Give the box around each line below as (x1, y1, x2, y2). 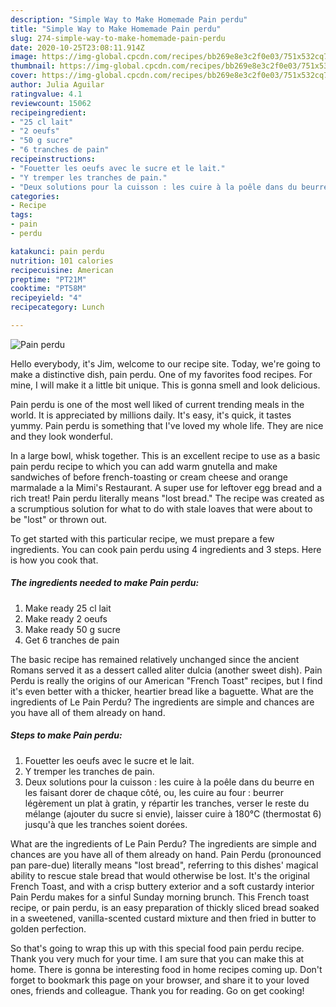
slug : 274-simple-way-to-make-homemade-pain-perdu (10, 33, 226, 43)
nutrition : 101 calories (10, 256, 114, 266)
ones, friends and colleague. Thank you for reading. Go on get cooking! (10, 984, 305, 996)
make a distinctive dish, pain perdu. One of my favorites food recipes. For (10, 368, 313, 380)
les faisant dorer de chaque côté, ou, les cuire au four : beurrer (24, 786, 285, 798)
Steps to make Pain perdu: (10, 729, 123, 741)
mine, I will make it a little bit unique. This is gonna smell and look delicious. (10, 379, 321, 391)
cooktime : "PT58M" (10, 284, 87, 294)
